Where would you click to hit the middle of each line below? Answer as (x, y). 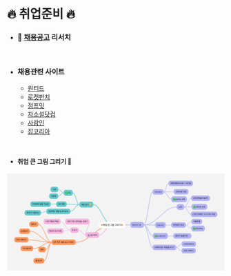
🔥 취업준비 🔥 (41, 14)
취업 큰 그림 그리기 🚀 (44, 162)
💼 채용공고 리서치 (44, 37)
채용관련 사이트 (41, 72)
